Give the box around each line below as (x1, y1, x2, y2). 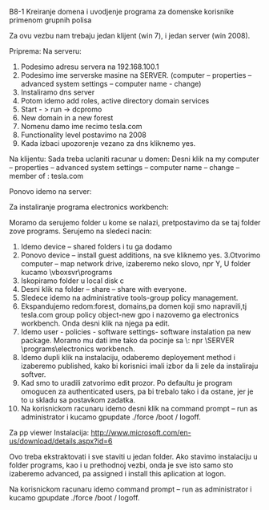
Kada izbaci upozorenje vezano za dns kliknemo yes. (20, 139, 196, 148)
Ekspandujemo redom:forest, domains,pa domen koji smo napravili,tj (20, 302, 247, 311)
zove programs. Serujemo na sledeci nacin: (9, 226, 152, 236)
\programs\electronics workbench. (20, 344, 135, 354)
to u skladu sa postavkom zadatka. (20, 395, 135, 404)
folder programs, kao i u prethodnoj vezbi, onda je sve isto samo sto (9, 460, 234, 470)
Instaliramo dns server (20, 87, 95, 97)
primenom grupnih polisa (9, 15, 92, 25)
